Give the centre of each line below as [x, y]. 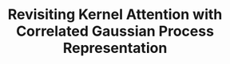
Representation [115, 48]
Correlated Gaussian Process [115, 31]
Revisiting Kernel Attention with [115, 15]
